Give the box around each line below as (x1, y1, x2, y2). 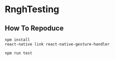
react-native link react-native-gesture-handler (5, 42, 110, 47)
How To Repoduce (5, 24, 64, 33)
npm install (5, 37, 30, 42)
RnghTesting (5, 4, 60, 15)
